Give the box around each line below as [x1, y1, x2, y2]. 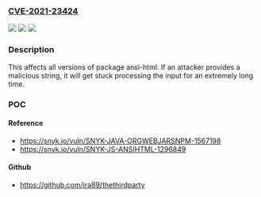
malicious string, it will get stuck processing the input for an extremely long [8, 70, 254, 80]
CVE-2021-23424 [8, 6, 79, 17]
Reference [8, 119, 44, 128]
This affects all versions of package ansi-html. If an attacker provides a [8, 62, 240, 72]
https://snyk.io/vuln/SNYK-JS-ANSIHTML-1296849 [19, 144, 186, 153]
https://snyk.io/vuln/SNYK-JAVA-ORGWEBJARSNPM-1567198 [19, 136, 221, 146]
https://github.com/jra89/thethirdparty [19, 180, 145, 189]
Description [8, 44, 55, 55]
